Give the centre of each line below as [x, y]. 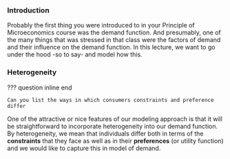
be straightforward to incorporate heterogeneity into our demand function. [113, 126]
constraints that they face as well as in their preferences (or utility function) [115, 140]
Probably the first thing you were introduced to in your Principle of [101, 25]
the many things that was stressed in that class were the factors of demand [114, 40]
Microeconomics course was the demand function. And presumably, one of [114, 32]
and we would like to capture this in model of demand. [84, 148]
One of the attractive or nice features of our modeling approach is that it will [115, 118]
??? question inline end [40, 87]
